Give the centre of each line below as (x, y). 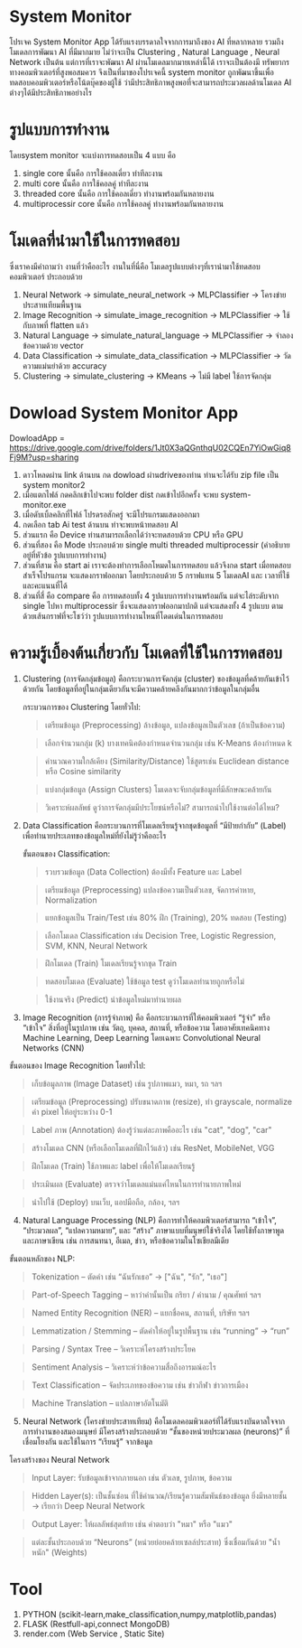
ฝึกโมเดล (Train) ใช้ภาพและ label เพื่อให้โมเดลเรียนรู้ (113, 1166)
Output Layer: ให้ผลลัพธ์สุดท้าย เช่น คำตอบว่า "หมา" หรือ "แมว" (132, 1523)
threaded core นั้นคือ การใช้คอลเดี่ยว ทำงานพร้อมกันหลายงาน (118, 193)
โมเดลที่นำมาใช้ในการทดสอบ (95, 241)
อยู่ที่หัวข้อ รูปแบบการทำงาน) (64, 555)
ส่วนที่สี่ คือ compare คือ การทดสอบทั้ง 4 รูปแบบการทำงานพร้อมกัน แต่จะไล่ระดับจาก (151, 595)
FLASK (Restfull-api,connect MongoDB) (96, 1624)
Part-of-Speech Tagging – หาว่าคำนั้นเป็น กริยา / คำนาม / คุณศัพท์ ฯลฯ (146, 1295)
